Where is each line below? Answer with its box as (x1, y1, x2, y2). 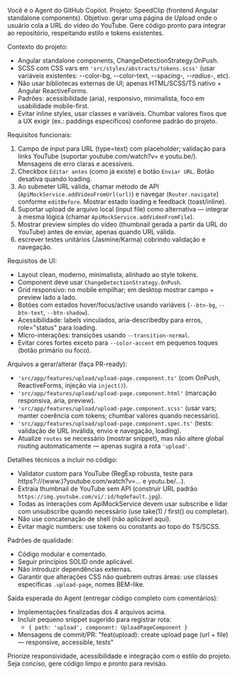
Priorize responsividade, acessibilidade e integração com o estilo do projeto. (7, 652, 232, 660)
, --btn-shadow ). (43, 308, 90, 316)
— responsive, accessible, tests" (17, 638, 114, 647)
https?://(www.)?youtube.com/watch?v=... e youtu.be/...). (17, 477, 186, 485)
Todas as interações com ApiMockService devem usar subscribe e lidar (17, 500, 229, 508)
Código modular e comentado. (17, 550, 107, 558)
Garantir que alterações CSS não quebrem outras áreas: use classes (17, 572, 218, 581)
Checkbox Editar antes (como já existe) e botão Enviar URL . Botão (17, 167, 215, 175)
